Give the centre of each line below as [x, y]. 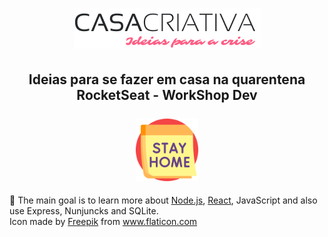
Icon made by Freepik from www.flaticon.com [103, 221]
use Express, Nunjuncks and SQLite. [84, 211]
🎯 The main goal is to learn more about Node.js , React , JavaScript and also [163, 200]
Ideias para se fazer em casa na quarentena [167, 79]
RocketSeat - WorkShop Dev [167, 94]
